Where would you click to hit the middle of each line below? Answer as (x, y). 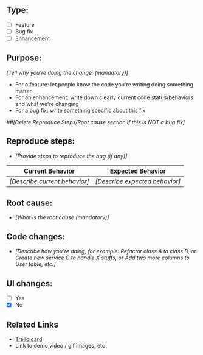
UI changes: (29, 283)
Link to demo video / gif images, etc (60, 346)
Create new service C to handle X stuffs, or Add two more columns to (102, 258)
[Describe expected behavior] (138, 181)
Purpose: (24, 58)
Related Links (33, 324)
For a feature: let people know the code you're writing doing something (104, 84)
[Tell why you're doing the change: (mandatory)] (67, 72)
